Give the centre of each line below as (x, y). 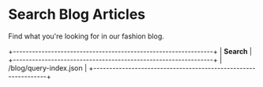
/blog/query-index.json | (48, 67)
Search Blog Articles (77, 14)
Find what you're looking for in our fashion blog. (86, 36)
